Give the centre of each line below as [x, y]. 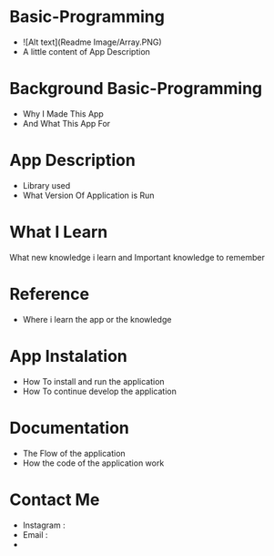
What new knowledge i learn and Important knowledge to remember [137, 257]
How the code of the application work [93, 463]
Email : [35, 534]
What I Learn [59, 232]
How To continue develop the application [100, 391]
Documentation [70, 428]
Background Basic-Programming [136, 89]
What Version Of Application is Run [88, 195]
